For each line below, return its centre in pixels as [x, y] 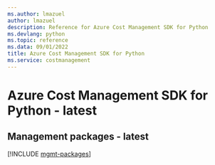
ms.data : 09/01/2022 [38, 47]
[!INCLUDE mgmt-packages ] [49, 154]
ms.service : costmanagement [49, 60]
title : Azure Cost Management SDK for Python [76, 54]
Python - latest [52, 110]
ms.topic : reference [38, 41]
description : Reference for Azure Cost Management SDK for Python [108, 27]
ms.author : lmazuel [36, 14]
